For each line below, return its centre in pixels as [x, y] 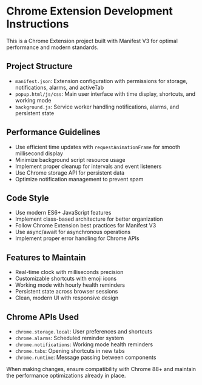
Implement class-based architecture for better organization [89, 219]
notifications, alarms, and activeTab [59, 87]
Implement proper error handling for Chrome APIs [77, 238]
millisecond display [39, 153]
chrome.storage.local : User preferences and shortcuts [84, 331]
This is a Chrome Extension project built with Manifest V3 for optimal [92, 41]
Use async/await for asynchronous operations [73, 232]
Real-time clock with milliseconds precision [69, 272]
